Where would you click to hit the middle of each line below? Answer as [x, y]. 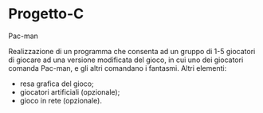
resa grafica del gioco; [57, 84]
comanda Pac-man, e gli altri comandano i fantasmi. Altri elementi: [118, 68]
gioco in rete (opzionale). [61, 100]
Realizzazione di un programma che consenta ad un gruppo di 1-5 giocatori [132, 51]
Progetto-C [46, 14]
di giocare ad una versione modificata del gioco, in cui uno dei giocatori [126, 60]
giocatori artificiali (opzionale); [70, 92]
